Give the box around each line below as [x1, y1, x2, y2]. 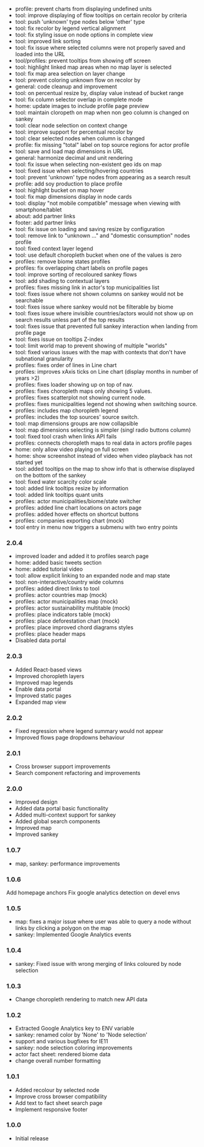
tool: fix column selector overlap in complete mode [15, 96, 143, 103]
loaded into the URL [15, 51, 65, 57]
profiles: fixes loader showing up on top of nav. [15, 381, 134, 388]
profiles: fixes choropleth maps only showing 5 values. [15, 387, 152, 395]
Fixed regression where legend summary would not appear [15, 727, 164, 734]
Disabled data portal [15, 637, 66, 644]
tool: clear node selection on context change [15, 122, 128, 129]
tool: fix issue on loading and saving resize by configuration [15, 226, 165, 232]
